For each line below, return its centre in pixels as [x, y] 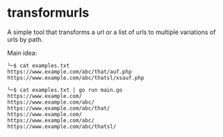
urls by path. [25, 39]
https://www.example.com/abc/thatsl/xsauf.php [76, 78]
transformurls [48, 13]
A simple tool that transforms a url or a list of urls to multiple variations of [111, 32]
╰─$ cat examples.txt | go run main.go [65, 90]
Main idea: [22, 53]
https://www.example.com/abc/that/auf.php [69, 72]
